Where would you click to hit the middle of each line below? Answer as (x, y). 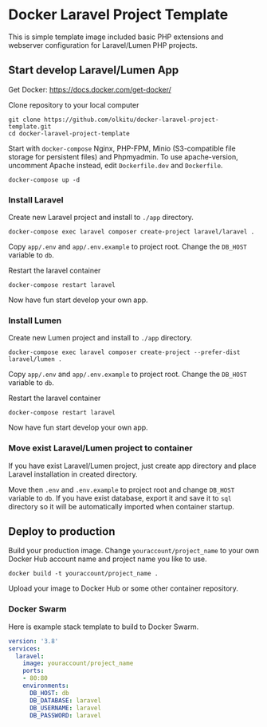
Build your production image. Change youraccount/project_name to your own (134, 551)
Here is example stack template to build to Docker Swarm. (104, 627)
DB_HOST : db (49, 693)
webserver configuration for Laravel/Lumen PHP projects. (103, 45)
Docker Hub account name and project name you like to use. (108, 559)
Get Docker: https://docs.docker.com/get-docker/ (90, 89)
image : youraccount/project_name (78, 663)
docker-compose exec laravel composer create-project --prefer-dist (124, 352)
